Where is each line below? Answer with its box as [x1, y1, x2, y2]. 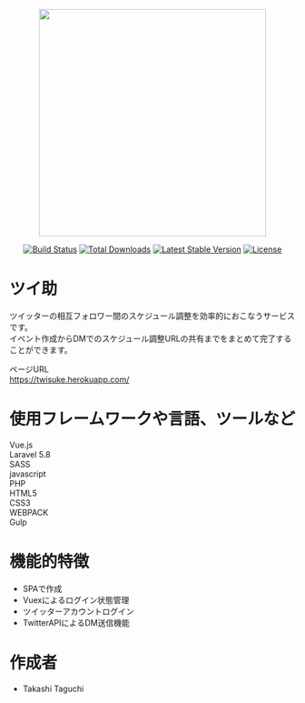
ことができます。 [9, 344, 73, 355]
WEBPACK [9, 507, 49, 517]
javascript [9, 468, 47, 479]
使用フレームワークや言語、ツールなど [9, 409, 296, 429]
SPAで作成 [22, 583, 63, 594]
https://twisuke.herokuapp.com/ [9, 374, 130, 385]
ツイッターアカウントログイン [22, 606, 134, 617]
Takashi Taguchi [22, 683, 84, 694]
